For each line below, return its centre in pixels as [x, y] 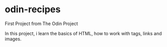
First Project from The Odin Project [41, 24]
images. [13, 39]
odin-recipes [33, 9]
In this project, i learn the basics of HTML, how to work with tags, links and [83, 33]
